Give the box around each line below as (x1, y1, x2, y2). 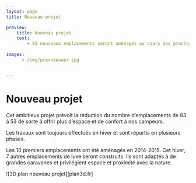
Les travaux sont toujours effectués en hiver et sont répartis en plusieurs (6, 129, 181, 136)
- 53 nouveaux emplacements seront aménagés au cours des (27, 41, 171, 47)
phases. (6, 135, 25, 142)
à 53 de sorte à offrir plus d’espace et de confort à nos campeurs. (6, 118, 164, 125)
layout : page (6, 8, 38, 15)
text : (16, 36, 30, 41)
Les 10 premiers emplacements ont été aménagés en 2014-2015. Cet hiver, (6, 146, 185, 153)
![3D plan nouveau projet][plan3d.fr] (6, 170, 93, 177)
